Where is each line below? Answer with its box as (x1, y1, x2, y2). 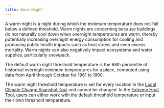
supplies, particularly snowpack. (5, 52, 70, 58)
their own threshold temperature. (5, 97, 72, 103)
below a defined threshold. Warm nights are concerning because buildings (5, 26, 156, 32)
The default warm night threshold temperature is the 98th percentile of (5, 61, 148, 67)
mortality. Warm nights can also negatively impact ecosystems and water (5, 47, 153, 53)
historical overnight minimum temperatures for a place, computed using (5, 67, 150, 73)
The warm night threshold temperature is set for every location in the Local (5, 81, 156, 87)
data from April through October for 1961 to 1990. (5, 72, 104, 78)
